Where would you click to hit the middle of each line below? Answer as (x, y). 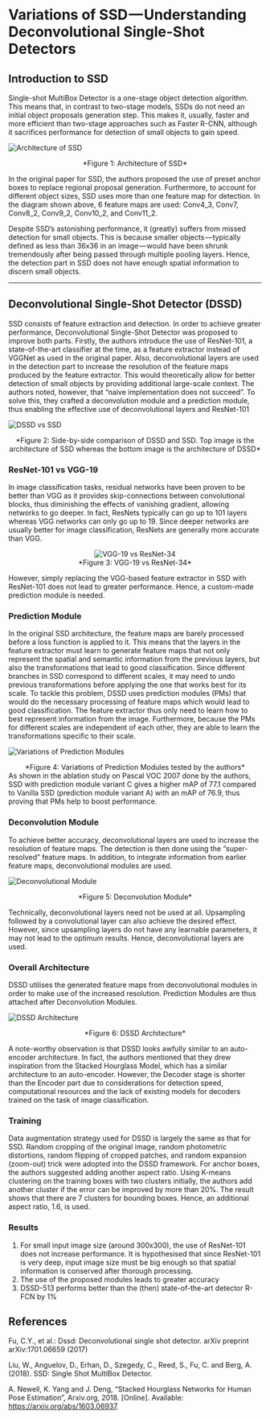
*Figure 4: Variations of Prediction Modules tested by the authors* (135, 767)
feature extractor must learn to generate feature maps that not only (119, 651)
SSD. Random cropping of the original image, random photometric (118, 1147)
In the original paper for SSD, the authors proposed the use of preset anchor (135, 179)
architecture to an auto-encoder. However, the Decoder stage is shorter (127, 1074)
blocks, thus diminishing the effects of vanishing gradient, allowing (119, 504)
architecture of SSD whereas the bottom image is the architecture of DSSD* (135, 449)
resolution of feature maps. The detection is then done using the (115, 848)
